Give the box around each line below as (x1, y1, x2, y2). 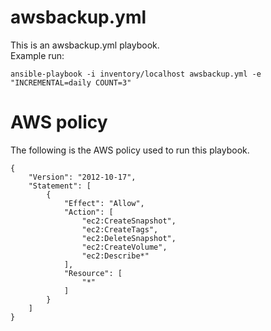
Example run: (10, 49, 65, 61)
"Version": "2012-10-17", (28, 172, 137, 182)
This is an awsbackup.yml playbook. (10, 39, 160, 51)
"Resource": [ (63, 268, 123, 278)
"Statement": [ (28, 181, 92, 191)
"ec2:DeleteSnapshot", (81, 233, 177, 243)
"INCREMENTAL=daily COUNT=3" (10, 77, 132, 88)
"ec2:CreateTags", (81, 224, 159, 235)
